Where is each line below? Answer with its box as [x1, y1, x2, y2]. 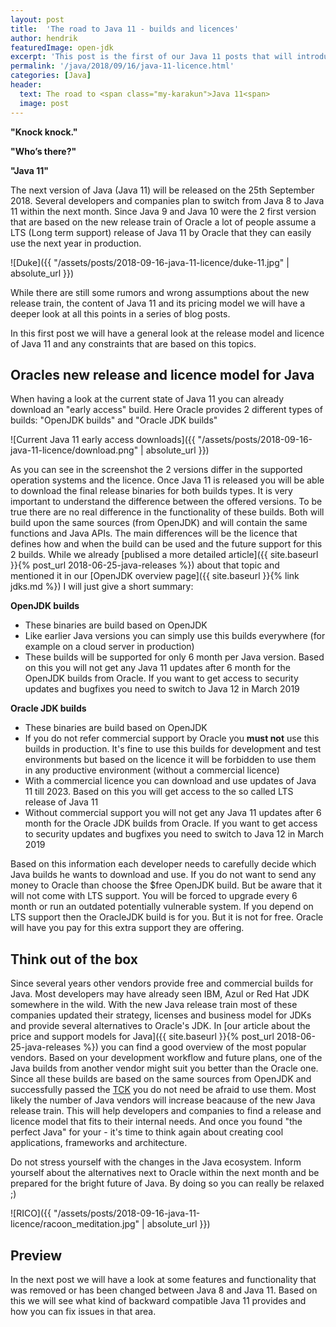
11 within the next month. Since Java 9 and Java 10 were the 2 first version [10, 205, 317, 217]
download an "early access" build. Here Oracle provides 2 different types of [10, 404, 323, 416]
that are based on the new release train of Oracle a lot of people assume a [10, 216, 317, 228]
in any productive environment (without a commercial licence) [24, 764, 280, 776]
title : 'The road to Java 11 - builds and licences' [10, 24, 240, 34]
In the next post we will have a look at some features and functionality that [10, 1273, 317, 1285]
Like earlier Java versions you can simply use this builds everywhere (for [24, 630, 326, 642]
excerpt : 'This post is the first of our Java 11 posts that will [10, 52, 293, 62]
